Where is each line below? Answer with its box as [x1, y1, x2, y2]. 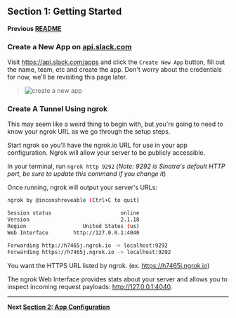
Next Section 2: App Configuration [7, 303, 110, 311]
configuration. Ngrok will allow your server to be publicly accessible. [7, 148, 206, 157]
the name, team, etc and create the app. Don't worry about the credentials [7, 65, 223, 74]
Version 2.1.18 [7, 216, 140, 224]
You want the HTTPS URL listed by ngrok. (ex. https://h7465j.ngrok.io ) [7, 261, 210, 269]
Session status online [7, 210, 140, 217]
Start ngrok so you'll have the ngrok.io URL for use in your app [7, 141, 188, 150]
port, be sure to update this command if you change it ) [7, 170, 166, 178]
